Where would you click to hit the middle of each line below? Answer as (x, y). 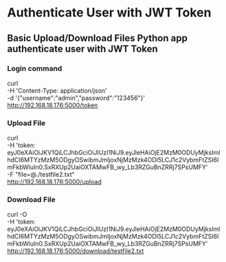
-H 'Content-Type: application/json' (57, 90)
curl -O (17, 215)
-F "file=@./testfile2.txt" (41, 175)
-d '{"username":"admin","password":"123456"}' (76, 98)
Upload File (26, 123)
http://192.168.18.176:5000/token (53, 105)
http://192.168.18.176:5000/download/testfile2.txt (76, 251)
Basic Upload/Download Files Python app (97, 38)
